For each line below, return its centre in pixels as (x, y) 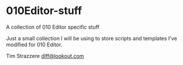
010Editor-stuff (44, 11)
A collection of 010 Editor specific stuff (53, 27)
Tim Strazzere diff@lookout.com (45, 56)
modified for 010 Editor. (34, 45)
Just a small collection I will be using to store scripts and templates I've (91, 38)
